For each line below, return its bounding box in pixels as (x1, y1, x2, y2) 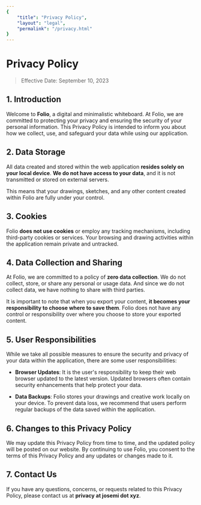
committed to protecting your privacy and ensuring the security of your (6, 117, 182, 124)
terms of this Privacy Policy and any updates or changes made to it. (6, 452, 173, 459)
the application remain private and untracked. (6, 240, 119, 247)
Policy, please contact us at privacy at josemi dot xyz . (6, 492, 141, 499)
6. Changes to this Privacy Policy (6, 423, 132, 433)
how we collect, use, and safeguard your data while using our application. (6, 129, 189, 137)
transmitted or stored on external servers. (6, 176, 109, 183)
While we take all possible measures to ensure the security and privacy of (6, 350, 189, 358)
